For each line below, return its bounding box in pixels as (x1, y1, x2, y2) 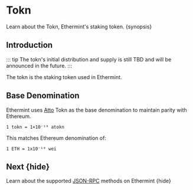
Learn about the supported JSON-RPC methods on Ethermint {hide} (6, 178, 171, 185)
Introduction (6, 40, 53, 50)
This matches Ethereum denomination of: (6, 134, 106, 142)
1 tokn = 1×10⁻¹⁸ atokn (6, 124, 65, 130)
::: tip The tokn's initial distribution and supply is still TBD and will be (6, 55, 172, 63)
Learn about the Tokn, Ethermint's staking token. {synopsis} (6, 23, 152, 30)
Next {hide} (6, 162, 50, 172)
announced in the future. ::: (6, 62, 73, 69)
